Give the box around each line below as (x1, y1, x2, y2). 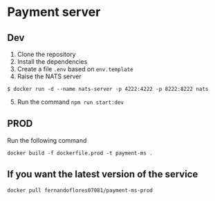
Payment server (7, 4, 101, 20)
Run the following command (7, 136, 87, 144)
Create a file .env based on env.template (17, 65, 133, 73)
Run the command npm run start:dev (17, 98, 124, 106)
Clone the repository (17, 50, 76, 58)
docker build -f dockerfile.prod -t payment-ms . (7, 150, 153, 157)
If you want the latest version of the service (7, 168, 198, 180)
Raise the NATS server (17, 72, 82, 80)
